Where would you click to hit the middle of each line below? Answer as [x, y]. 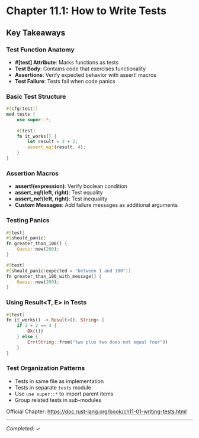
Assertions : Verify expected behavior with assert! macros [86, 74]
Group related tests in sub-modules [58, 400]
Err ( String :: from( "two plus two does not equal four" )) [98, 342]
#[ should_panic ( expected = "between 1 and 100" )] [69, 271]
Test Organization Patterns [46, 368]
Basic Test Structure [36, 96]
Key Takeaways [36, 33]
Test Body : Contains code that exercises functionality [80, 69]
